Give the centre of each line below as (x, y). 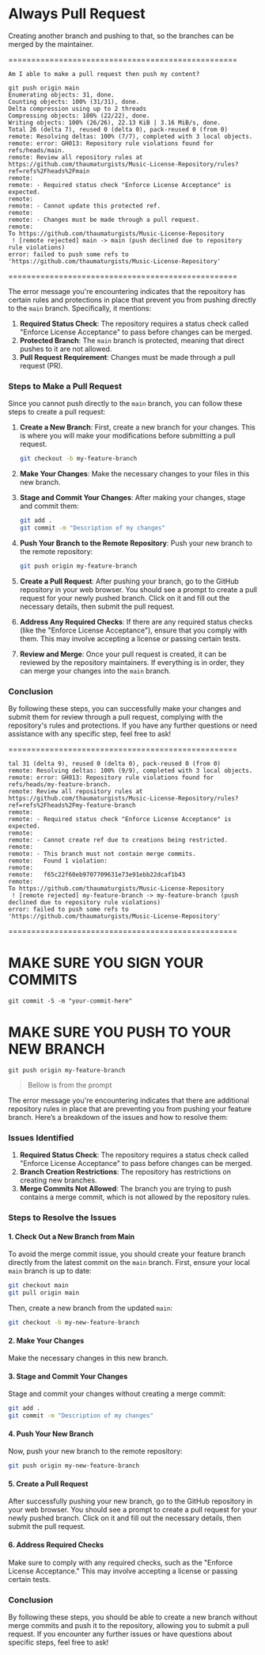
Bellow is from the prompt (70, 1085)
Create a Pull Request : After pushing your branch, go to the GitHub (129, 581)
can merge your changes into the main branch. (95, 671)
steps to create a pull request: (57, 412)
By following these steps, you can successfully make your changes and (125, 709)
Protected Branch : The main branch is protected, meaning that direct (132, 340)
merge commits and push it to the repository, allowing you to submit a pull (129, 1625)
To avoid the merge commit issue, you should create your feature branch (127, 1254)
